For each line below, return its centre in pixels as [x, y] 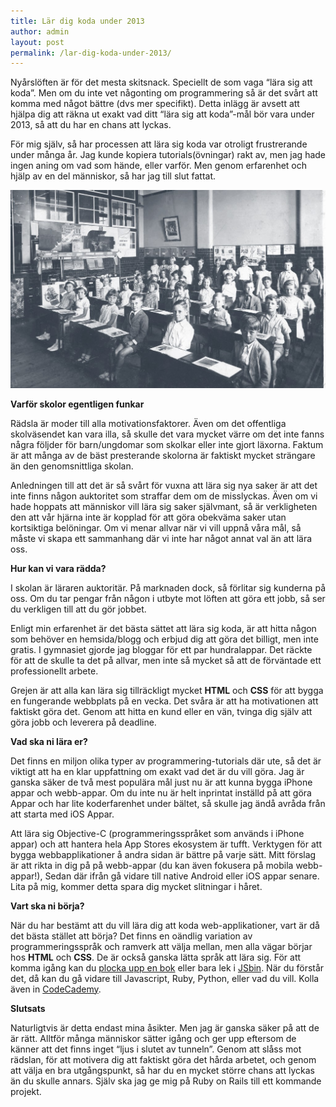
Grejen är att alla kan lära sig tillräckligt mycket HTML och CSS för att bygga [167, 690]
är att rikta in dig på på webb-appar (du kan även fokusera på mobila [152, 865]
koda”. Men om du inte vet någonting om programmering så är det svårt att [164, 93]
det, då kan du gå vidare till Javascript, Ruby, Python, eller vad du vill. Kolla [165, 978]
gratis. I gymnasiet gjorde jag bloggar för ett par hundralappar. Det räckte [161, 649]
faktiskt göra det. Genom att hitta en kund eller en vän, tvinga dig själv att [161, 711]
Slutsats [28, 1008]
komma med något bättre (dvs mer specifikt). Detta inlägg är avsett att [155, 104]
